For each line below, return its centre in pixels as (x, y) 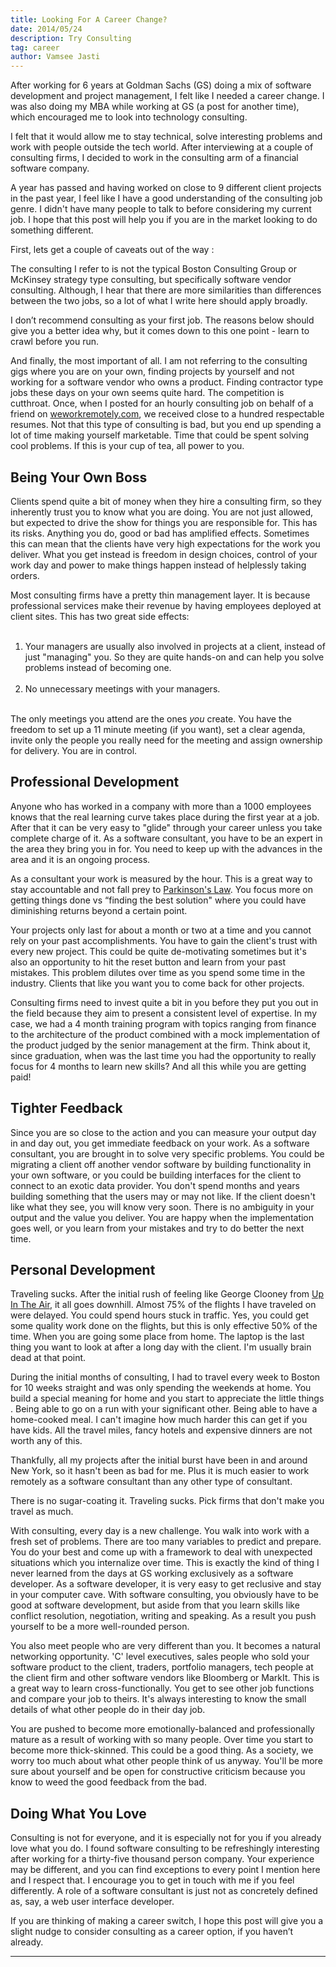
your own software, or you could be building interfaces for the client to (156, 1175)
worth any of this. (46, 1441)
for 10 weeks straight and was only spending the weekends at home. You (161, 1388)
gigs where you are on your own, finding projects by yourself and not (152, 372)
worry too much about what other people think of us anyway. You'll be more (166, 1761)
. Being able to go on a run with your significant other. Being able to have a (164, 1409)
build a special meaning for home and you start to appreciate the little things (167, 1398)
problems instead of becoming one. (98, 667)
